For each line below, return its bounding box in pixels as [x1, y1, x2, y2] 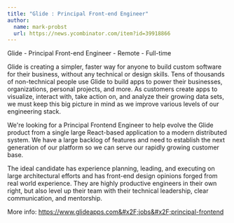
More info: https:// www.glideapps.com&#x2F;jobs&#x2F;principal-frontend [7, 208, 224, 216]
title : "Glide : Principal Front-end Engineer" [7, 10, 149, 18]
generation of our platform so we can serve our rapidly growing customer [7, 143, 219, 151]
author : [7, 17, 30, 24]
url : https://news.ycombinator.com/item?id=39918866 [13, 29, 171, 37]
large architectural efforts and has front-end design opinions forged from [7, 172, 219, 180]
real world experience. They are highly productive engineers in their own [7, 180, 217, 188]
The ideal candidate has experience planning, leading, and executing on [7, 164, 215, 173]
